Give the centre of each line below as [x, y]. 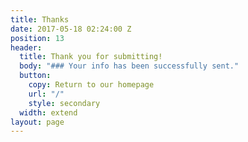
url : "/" [46, 94]
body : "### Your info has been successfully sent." [129, 66]
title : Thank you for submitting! [91, 57]
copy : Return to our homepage [91, 85]
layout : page [37, 122]
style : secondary [64, 103]
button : [35, 76]
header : [26, 47]
